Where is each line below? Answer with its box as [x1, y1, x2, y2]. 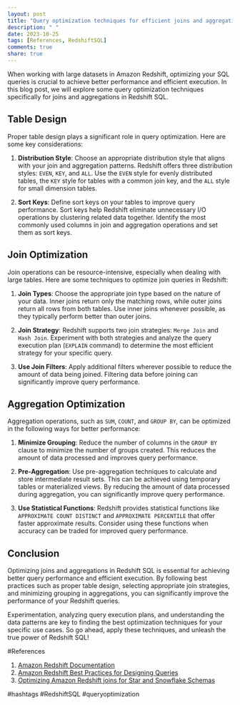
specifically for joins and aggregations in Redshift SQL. [7, 92, 169, 101]
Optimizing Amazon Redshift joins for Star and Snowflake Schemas [17, 676, 216, 685]
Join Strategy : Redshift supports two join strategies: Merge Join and [17, 325, 219, 334]
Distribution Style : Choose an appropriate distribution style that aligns [17, 153, 226, 162]
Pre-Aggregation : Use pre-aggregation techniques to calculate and [17, 467, 217, 476]
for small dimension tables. [17, 183, 98, 193]
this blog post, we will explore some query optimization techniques [7, 85, 204, 93]
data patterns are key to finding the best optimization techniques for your [7, 618, 223, 627]
